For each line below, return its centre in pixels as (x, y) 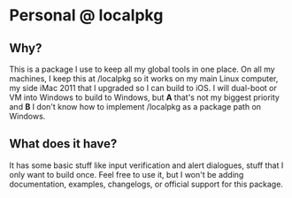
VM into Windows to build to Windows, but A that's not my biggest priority (145, 97)
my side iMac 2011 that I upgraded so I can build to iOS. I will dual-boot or (143, 88)
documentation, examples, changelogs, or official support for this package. (146, 184)
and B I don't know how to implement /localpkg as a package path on (135, 107)
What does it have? (63, 144)
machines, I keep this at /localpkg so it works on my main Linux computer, (144, 79)
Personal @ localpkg (86, 15)
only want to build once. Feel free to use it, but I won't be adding (127, 174)
